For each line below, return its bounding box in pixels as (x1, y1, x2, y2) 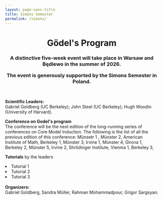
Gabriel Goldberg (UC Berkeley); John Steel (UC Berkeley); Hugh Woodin (5, 104, 152, 110)
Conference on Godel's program (5, 118, 72, 125)
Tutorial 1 (11, 163, 29, 169)
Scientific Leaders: (5, 99, 45, 105)
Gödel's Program (47, 37, 117, 48)
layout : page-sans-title (5, 7, 55, 12)
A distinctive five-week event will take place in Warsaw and (10, 55, 154, 62)
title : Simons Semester (5, 12, 54, 17)
